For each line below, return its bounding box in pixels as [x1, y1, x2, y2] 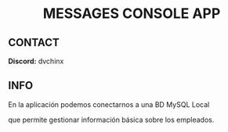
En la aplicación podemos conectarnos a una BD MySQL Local [8, 99, 210, 109]
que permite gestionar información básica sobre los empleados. [8, 115, 215, 124]
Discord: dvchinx [8, 56, 64, 66]
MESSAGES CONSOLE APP [42, 5, 221, 23]
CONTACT [8, 36, 60, 49]
